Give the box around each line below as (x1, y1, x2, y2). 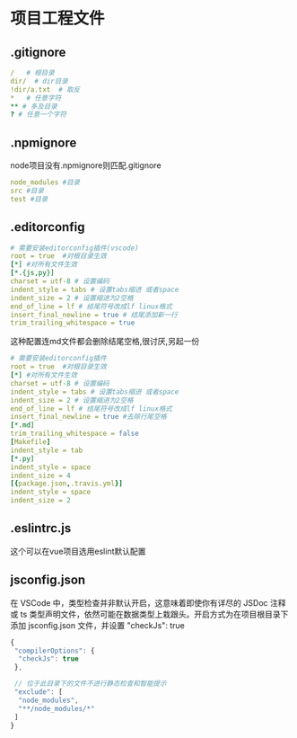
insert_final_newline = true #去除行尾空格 (10, 413, 167, 422)
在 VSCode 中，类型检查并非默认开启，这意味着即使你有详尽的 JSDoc (10, 597, 268, 608)
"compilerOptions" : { (13, 646, 95, 655)
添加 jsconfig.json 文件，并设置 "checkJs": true (10, 619, 185, 630)
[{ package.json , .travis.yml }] (10, 479, 124, 488)
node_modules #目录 (10, 178, 81, 187)
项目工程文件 (10, 8, 106, 29)
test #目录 (10, 194, 48, 203)
